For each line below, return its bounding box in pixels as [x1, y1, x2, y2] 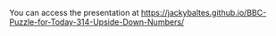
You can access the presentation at [9, 8, 140, 18]
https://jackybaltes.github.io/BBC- [141, 8, 267, 18]
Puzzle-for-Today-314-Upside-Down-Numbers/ [9, 17, 185, 27]
